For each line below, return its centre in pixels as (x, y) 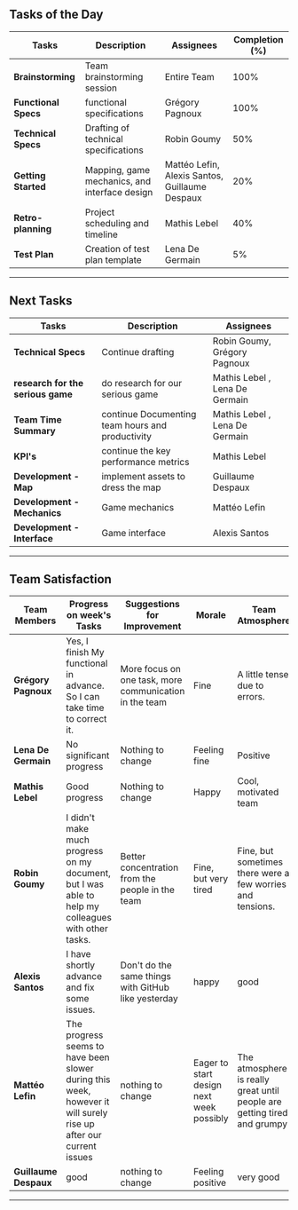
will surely (87, 1113)
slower (80, 1069)
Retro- (28, 217)
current (82, 1146)
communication (153, 692)
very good (259, 1177)
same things (145, 977)
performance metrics (145, 462)
